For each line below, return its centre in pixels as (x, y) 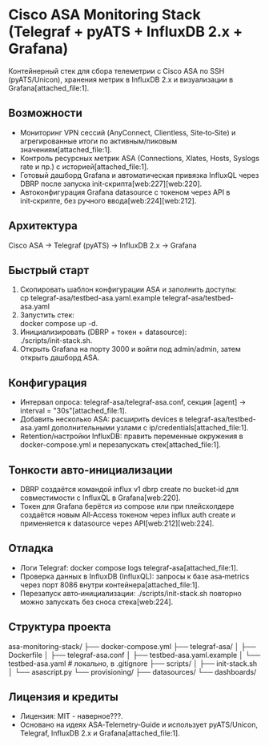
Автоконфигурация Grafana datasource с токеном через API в (125, 192)
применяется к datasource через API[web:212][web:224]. (117, 523)
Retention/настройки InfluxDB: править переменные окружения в (131, 436)
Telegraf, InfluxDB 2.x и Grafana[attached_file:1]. (100, 733)
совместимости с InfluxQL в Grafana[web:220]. (100, 498)
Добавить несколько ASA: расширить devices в (102, 419)
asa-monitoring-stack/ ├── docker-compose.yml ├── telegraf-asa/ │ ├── (132, 646)
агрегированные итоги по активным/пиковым (98, 141)
